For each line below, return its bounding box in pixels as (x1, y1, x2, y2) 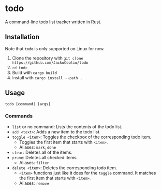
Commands (5, 113, 33, 119)
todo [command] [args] (5, 102, 51, 106)
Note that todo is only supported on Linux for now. (5, 45, 105, 51)
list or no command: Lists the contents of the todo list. (12, 124, 122, 130)
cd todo (12, 65, 28, 70)
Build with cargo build (12, 70, 57, 75)
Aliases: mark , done (19, 144, 57, 150)
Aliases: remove (19, 180, 49, 186)
